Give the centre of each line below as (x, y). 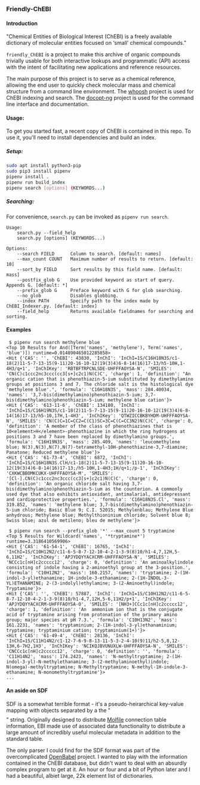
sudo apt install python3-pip (44, 166)
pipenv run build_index (36, 182)
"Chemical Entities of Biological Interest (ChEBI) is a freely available (89, 36)
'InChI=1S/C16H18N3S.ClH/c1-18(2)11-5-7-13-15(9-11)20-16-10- (85, 463)
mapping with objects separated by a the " (59, 710)
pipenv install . (28, 177)
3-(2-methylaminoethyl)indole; (130, 662)
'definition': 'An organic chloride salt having (68, 483)
